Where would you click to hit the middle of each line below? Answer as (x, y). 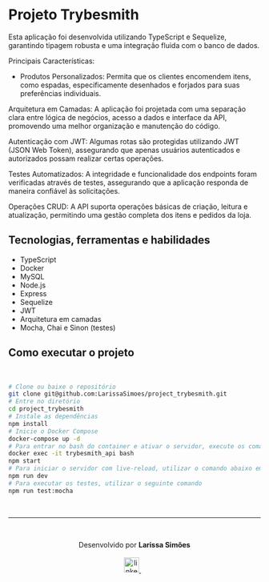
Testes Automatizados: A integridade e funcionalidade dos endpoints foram (133, 174)
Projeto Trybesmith (74, 15)
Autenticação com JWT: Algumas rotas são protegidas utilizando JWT (124, 141)
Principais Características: (52, 61)
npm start (25, 461)
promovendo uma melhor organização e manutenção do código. (114, 126)
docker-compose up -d (44, 439)
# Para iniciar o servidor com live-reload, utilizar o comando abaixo (130, 469)
